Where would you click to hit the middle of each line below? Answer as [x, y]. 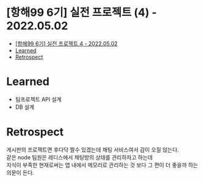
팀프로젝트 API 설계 [38, 99]
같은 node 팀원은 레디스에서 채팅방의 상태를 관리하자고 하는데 [79, 157]
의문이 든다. [20, 172]
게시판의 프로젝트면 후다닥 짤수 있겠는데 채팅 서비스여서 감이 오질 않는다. [93, 150]
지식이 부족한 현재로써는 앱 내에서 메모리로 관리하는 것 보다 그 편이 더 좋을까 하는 [102, 165]
